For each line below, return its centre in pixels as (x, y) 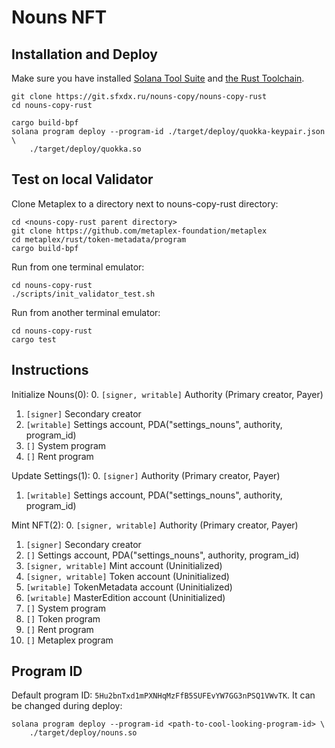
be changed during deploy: (67, 706)
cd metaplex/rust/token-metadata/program (99, 239)
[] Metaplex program (69, 640)
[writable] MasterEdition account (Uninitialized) (125, 597)
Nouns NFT (59, 17)
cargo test (34, 339)
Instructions (50, 370)
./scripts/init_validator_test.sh (83, 294)
